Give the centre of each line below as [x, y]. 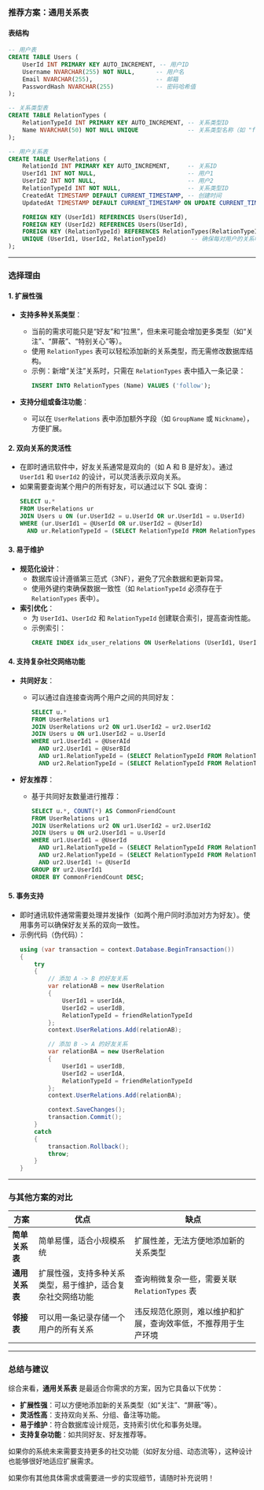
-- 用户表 [22, 50]
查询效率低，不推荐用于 [193, 1324]
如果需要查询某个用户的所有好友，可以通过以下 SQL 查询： [114, 487]
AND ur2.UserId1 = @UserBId [84, 749]
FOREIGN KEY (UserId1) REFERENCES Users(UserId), [105, 217]
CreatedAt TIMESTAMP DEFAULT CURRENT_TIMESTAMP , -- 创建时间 [122, 195]
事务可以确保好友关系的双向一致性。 [85, 924]
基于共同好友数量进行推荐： [76, 796]
